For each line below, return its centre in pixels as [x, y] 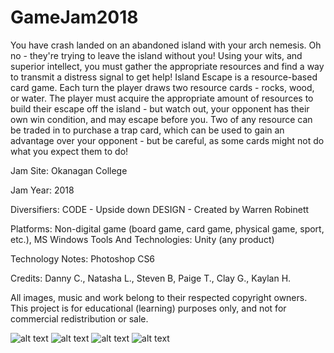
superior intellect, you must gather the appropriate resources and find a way [167, 66]
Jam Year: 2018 [42, 190]
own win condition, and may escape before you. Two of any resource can [161, 119]
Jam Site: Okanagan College [69, 170]
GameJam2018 [74, 17]
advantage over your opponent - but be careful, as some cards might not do [167, 140]
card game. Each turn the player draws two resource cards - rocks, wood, [162, 87]
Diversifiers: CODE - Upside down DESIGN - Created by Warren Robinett [160, 209]
